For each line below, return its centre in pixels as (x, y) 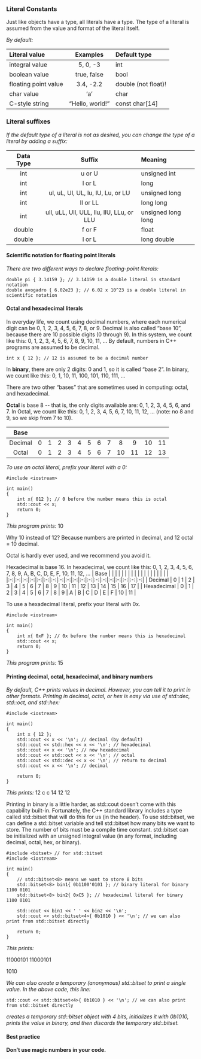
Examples (89, 54)
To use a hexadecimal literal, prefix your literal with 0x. (73, 604)
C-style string (29, 104)
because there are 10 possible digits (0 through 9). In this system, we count (99, 334)
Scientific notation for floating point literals (61, 255)
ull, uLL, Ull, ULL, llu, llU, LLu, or (89, 212)
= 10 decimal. (23, 544)
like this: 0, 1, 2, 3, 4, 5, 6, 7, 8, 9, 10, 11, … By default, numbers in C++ (92, 341)
